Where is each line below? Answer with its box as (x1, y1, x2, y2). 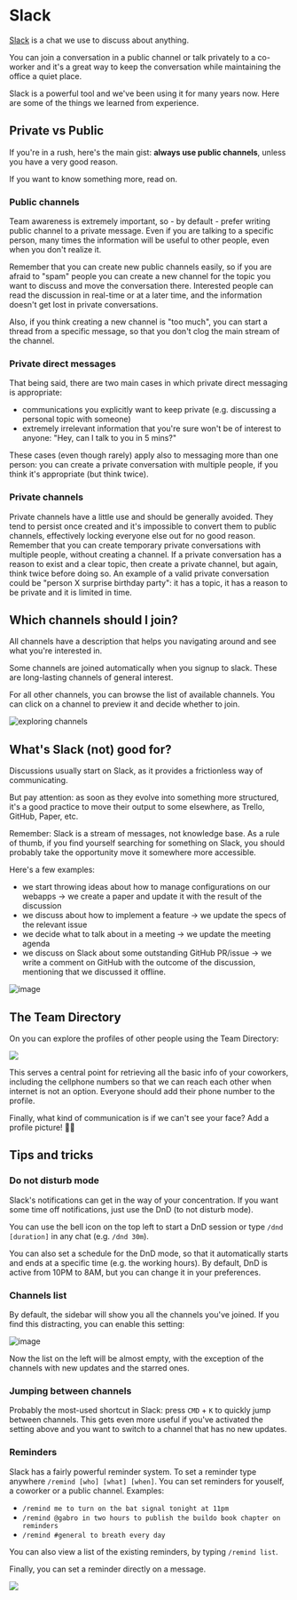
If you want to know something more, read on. (9, 173, 177, 184)
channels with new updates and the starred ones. (9, 1363, 190, 1373)
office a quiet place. (9, 70, 82, 81)
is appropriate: (9, 388, 63, 398)
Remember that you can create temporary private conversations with (9, 540, 262, 550)
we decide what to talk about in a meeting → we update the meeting (21, 929, 271, 940)
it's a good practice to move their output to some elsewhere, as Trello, (9, 802, 265, 812)
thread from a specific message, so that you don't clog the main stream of (9, 326, 281, 337)
